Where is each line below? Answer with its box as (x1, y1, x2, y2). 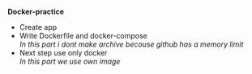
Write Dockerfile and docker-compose (19, 31, 147, 40)
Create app (19, 23, 58, 31)
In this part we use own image (19, 56, 121, 66)
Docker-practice (7, 7, 65, 16)
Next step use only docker (19, 48, 108, 57)
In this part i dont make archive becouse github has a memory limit (19, 39, 244, 49)
